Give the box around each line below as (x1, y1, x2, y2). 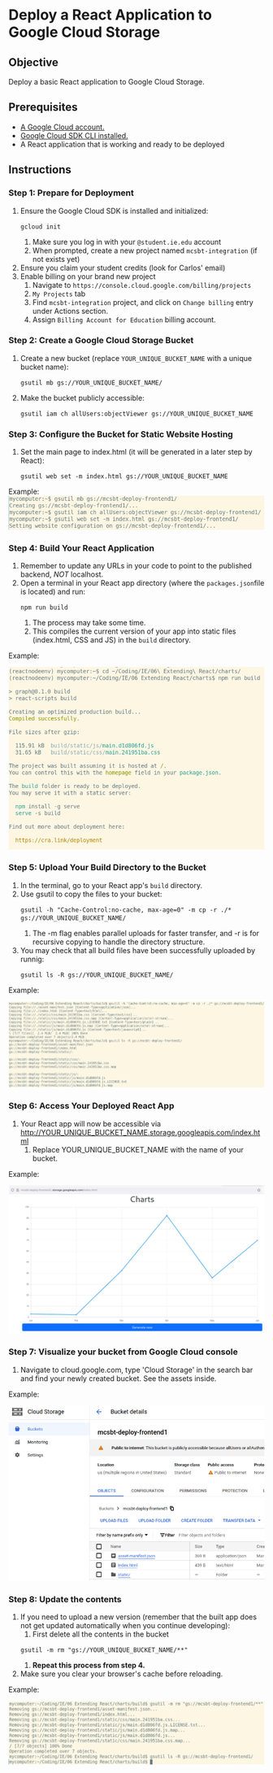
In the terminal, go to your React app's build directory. (19, 880, 203, 890)
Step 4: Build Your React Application (8, 542, 154, 554)
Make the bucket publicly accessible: (19, 393, 145, 403)
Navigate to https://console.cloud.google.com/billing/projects (32, 280, 252, 290)
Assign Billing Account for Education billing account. (32, 315, 217, 325)
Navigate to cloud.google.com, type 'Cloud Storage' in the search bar (19, 1365, 253, 1374)
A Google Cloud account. (19, 122, 105, 132)
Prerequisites (8, 100, 78, 115)
